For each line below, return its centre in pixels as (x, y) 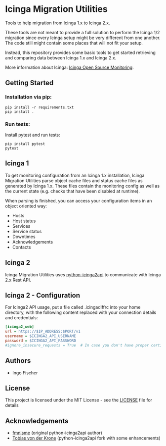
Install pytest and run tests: (33, 135)
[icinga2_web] (20, 327)
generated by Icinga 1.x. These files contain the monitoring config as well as (82, 186)
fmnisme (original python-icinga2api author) (57, 433)
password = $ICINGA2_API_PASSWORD (41, 341)
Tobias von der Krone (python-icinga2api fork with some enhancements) (86, 438)
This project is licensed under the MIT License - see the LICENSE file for (79, 400)
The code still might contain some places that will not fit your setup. (74, 43)
